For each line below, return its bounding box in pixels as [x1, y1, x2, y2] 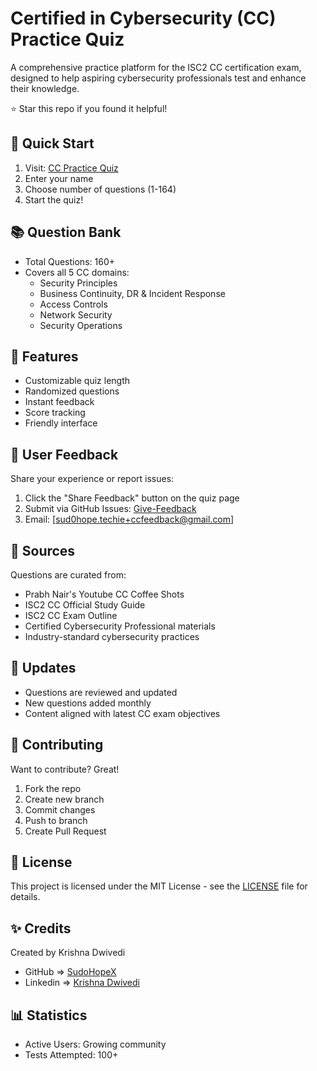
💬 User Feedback [10, 446, 119, 463]
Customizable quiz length [24, 375, 131, 387]
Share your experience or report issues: [10, 473, 175, 485]
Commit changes [24, 803, 96, 816]
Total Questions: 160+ [24, 255, 115, 267]
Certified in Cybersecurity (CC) [10, 7, 277, 30]
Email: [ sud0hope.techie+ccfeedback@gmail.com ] [24, 513, 235, 526]
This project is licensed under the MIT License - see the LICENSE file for [10, 880, 308, 892]
